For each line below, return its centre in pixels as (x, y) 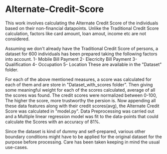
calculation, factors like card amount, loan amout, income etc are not (76, 33)
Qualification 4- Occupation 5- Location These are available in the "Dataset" (83, 64)
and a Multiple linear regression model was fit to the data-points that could (82, 116)
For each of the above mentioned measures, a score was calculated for (78, 79)
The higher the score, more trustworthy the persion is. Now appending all (81, 100)
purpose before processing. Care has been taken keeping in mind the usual (83, 142)
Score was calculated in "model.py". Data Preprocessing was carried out (80, 111)
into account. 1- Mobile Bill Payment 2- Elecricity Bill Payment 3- (71, 59)
